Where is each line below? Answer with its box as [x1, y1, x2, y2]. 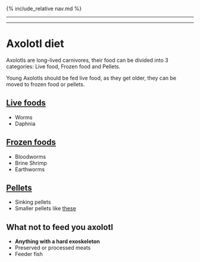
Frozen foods [6, 137, 57, 147]
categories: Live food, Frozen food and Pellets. [6, 62, 121, 70]
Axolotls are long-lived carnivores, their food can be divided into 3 [6, 56, 168, 64]
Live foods [6, 98, 46, 108]
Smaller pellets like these [14, 205, 76, 212]
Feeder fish [14, 251, 43, 258]
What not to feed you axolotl [6, 222, 113, 232]
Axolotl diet [6, 37, 64, 50]
